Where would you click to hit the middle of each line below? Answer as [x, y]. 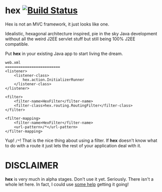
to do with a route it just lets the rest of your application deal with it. [73, 145]
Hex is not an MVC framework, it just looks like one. [57, 24]
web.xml [13, 62]
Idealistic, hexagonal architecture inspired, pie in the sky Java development [81, 33]
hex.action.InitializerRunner [54, 80]
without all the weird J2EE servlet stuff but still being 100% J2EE [70, 39]
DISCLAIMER [32, 166]
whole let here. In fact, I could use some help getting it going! [67, 184]
